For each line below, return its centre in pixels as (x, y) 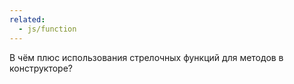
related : (27, 19)
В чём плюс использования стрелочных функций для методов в (146, 57)
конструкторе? (41, 68)
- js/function (47, 29)
